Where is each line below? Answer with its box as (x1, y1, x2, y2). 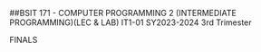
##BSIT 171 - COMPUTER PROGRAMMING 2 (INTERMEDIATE (9, 8, 237, 18)
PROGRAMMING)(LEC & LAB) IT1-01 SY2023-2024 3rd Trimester (9, 17, 252, 28)
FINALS (9, 35, 38, 45)
